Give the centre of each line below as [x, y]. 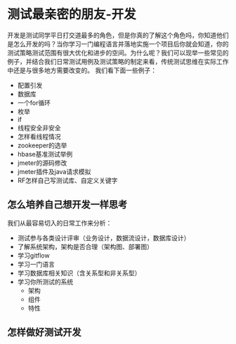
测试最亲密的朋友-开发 [72, 14]
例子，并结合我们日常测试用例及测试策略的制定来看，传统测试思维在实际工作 [118, 61]
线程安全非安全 [39, 128]
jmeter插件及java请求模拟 [54, 171]
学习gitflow [34, 255]
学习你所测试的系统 [45, 282]
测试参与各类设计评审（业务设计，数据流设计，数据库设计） [104, 238]
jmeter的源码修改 [42, 163]
